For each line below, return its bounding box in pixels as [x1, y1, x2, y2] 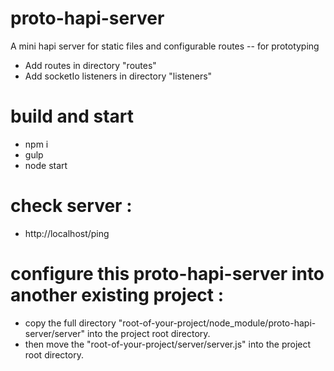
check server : [10, 195, 133, 217]
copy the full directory [24, 317, 117, 329]
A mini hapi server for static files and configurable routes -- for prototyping [10, 40, 320, 52]
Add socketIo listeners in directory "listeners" [24, 70, 213, 82]
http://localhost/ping [24, 227, 110, 239]
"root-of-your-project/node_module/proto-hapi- [118, 317, 317, 329]
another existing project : [10, 284, 225, 306]
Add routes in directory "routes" [24, 59, 157, 71]
